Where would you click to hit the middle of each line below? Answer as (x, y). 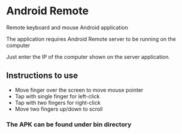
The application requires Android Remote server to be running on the (91, 39)
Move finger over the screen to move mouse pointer (79, 90)
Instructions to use (42, 76)
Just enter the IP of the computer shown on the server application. (88, 57)
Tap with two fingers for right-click (57, 102)
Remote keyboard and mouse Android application (67, 27)
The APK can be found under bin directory (69, 124)
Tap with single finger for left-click (57, 96)
